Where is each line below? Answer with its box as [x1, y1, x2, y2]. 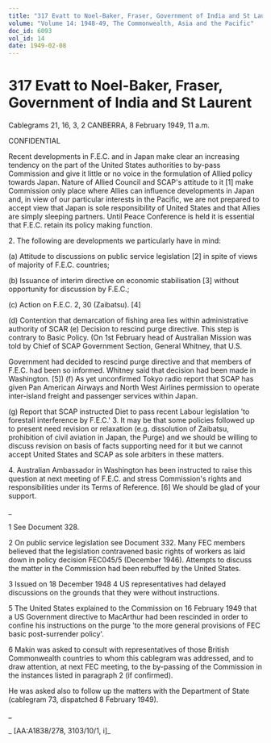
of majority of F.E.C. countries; [8, 260, 110, 270]
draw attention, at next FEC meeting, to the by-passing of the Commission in [8, 662, 262, 672]
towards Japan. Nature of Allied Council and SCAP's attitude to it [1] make [8, 177, 254, 187]
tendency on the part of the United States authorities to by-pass [8, 161, 221, 170]
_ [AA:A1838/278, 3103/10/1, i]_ [8, 726, 111, 736]
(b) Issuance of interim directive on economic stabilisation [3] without [8, 276, 240, 286]
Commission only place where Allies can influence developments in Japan [8, 186, 256, 196]
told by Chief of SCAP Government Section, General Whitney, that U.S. [8, 341, 243, 351]
